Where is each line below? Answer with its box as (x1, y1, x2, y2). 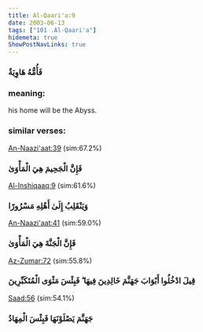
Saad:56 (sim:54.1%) (8, 293, 75, 303)
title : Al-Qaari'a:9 (8, 11, 76, 20)
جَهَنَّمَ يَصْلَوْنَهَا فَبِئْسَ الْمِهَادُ (8, 312, 94, 323)
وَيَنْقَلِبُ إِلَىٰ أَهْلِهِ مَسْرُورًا (8, 200, 89, 211)
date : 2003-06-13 (8, 19, 65, 27)
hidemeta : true (8, 33, 58, 42)
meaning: (8, 87, 46, 98)
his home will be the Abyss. (8, 105, 97, 115)
